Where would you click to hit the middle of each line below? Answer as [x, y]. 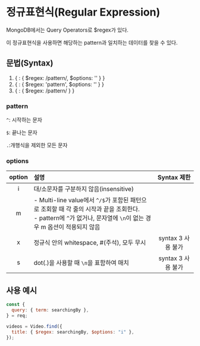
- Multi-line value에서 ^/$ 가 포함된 [81, 200]
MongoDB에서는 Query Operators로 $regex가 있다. [68, 30]
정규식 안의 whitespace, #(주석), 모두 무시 [90, 243]
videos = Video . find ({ [34, 326]
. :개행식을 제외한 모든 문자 [37, 145]
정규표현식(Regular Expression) [83, 12]
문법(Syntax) [30, 63]
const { [16, 305]
